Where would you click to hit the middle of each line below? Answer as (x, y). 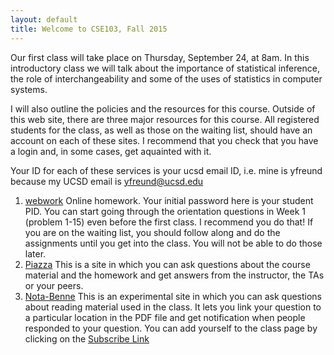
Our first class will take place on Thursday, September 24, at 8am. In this (160, 57)
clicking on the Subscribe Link (87, 338)
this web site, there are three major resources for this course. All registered (165, 119)
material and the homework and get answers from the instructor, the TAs (174, 275)
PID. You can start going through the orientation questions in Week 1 (165, 211)
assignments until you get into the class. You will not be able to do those (173, 243)
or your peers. (54, 285)
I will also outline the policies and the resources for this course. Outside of (163, 108)
